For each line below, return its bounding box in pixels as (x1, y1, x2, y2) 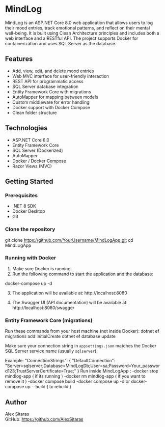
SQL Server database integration (12, 84, 79, 89)
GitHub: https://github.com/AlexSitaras (5, 416, 83, 422)
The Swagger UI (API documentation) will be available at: (12, 299, 128, 305)
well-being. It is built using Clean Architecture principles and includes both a (5, 30, 160, 36)
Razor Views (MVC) (12, 163, 52, 169)
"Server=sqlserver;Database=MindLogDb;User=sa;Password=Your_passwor (5, 363, 160, 369)
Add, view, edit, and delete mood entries (12, 68, 94, 74)
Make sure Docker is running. (12, 265, 72, 271)
